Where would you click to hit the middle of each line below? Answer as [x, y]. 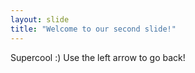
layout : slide [40, 19]
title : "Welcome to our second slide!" [93, 29]
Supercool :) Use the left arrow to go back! [98, 57]
